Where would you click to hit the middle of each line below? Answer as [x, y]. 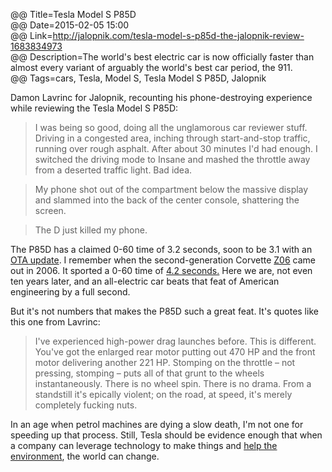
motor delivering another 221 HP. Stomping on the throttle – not [165, 362]
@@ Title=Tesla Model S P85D [73, 14]
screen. [50, 210]
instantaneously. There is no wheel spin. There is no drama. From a [173, 383]
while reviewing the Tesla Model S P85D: [94, 108]
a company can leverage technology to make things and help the [144, 445]
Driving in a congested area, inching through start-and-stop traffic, [172, 138]
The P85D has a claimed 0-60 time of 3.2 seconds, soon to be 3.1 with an [161, 249]
